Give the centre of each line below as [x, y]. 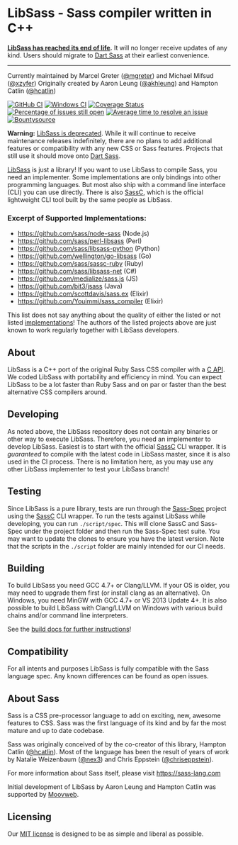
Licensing [29, 817]
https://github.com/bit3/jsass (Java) [70, 286]
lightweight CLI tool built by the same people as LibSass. [90, 199]
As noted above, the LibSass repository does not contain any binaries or [113, 431]
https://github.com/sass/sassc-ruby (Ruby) [80, 264]
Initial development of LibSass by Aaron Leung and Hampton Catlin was [112, 787]
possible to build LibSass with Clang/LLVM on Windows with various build [115, 608]
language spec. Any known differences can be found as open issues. [108, 676]
